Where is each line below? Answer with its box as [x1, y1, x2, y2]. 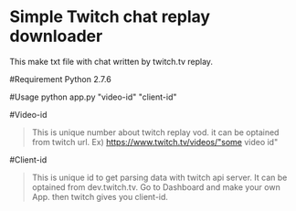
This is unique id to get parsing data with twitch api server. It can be [31, 172, 288, 183]
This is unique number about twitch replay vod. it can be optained [31, 126, 280, 138]
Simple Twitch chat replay [9, 6, 211, 27]
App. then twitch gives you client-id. [31, 191, 169, 202]
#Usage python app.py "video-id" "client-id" [9, 91, 177, 102]
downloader [9, 26, 103, 47]
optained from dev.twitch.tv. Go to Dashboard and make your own [31, 181, 280, 193]
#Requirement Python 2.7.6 [9, 73, 111, 84]
